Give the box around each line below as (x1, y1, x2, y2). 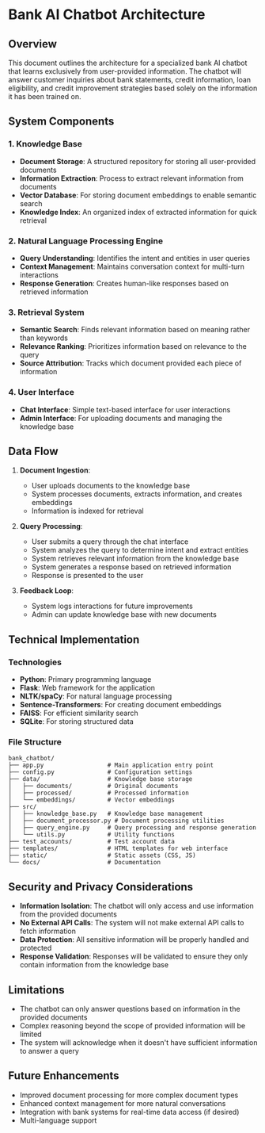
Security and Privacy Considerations (8, 880, 194, 894)
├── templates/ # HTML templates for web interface (8, 844, 228, 853)
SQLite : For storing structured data (19, 717, 134, 726)
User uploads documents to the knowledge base (31, 481, 191, 491)
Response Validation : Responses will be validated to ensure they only (19, 951, 248, 961)
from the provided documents (19, 909, 117, 919)
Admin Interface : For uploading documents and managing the (19, 413, 223, 423)
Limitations (8, 983, 65, 997)
